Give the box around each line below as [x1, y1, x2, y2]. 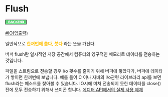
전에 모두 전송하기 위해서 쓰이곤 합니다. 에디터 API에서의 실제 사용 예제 [5, 87, 143, 93]
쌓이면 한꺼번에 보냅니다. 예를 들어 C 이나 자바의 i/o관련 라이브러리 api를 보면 [10, 74, 161, 80]
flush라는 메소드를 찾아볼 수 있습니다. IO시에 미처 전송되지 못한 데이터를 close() [5, 80, 161, 86]
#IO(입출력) [5, 30, 29, 36]
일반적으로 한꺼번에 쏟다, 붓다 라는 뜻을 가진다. [5, 40, 96, 46]
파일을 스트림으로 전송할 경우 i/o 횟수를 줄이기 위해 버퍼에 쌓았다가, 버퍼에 [5, 68, 149, 74]
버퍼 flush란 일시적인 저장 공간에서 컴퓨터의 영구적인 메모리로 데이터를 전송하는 [5, 51, 160, 57]
